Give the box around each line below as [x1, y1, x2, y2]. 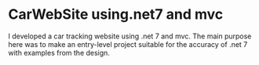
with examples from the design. [8, 48, 110, 57]
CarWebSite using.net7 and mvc [8, 5, 224, 23]
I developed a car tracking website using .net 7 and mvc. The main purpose [8, 31, 252, 41]
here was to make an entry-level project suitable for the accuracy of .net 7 [8, 39, 248, 49]
